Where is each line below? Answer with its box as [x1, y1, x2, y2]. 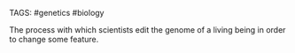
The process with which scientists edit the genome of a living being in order [9, 25, 286, 34]
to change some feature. [9, 34, 99, 44]
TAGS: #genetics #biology [9, 8, 105, 18]
